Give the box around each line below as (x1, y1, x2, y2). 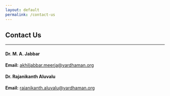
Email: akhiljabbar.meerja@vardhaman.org (5, 62, 94, 68)
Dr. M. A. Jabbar (5, 51, 40, 57)
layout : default (5, 7, 39, 13)
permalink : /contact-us (5, 12, 56, 17)
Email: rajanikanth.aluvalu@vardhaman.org (5, 84, 95, 91)
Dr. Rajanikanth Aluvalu (5, 74, 56, 80)
